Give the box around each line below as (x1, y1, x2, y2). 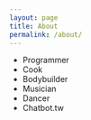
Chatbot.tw (22, 103, 65, 114)
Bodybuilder (22, 74, 68, 85)
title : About (9, 22, 59, 31)
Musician (22, 83, 57, 95)
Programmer (22, 55, 69, 66)
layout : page (9, 13, 59, 23)
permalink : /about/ (9, 30, 83, 39)
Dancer (22, 93, 50, 104)
